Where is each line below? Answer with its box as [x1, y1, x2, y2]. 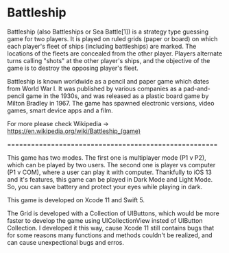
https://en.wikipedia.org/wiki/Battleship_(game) [7, 127, 141, 135]
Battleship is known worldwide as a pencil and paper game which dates [7, 77, 209, 85]
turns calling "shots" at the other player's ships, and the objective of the [7, 56, 210, 64]
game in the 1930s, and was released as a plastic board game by [25, 91, 209, 100]
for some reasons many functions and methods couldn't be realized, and [7, 231, 213, 239]
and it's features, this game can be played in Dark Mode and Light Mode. [7, 175, 213, 183]
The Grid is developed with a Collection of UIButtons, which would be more [7, 209, 219, 217]
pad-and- [183, 84, 210, 93]
